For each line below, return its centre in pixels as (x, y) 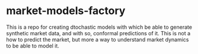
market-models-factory (66, 11)
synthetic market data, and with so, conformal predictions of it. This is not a (98, 33)
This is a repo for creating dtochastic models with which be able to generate (99, 27)
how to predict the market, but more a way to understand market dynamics (98, 39)
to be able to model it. (33, 46)
